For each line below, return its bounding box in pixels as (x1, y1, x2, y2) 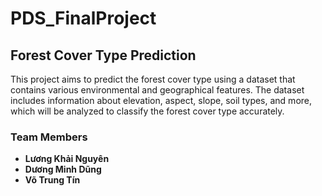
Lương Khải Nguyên (24, 153, 110, 165)
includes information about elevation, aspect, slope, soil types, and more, (10, 95, 313, 106)
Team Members (10, 130, 88, 144)
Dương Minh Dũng (24, 163, 102, 176)
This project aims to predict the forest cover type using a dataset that (10, 73, 296, 85)
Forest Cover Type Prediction (10, 47, 197, 64)
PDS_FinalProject (10, 7, 157, 30)
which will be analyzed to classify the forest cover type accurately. (10, 105, 285, 117)
